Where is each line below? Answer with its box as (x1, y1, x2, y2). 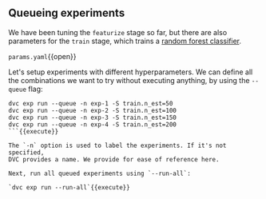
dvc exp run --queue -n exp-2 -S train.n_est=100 (8, 106, 177, 114)
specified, (8, 148, 45, 157)
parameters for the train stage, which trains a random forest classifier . (8, 36, 242, 46)
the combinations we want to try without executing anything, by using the (8, 75, 250, 85)
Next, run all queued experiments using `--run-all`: (8, 169, 192, 177)
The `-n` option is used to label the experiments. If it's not (8, 141, 227, 149)
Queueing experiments (8, 6, 125, 20)
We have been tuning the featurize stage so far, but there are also (8, 27, 228, 37)
